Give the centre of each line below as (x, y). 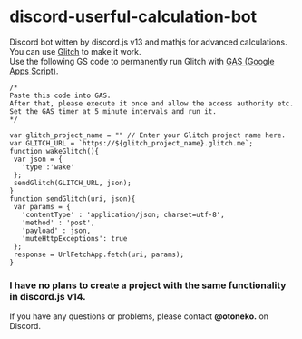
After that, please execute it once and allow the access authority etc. (152, 103)
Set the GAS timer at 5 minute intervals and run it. (113, 111)
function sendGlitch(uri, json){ (73, 199)
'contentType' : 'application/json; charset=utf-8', (123, 214)
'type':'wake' (48, 167)
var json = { (38, 159)
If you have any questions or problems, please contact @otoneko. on (139, 316)
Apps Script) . (34, 71)
